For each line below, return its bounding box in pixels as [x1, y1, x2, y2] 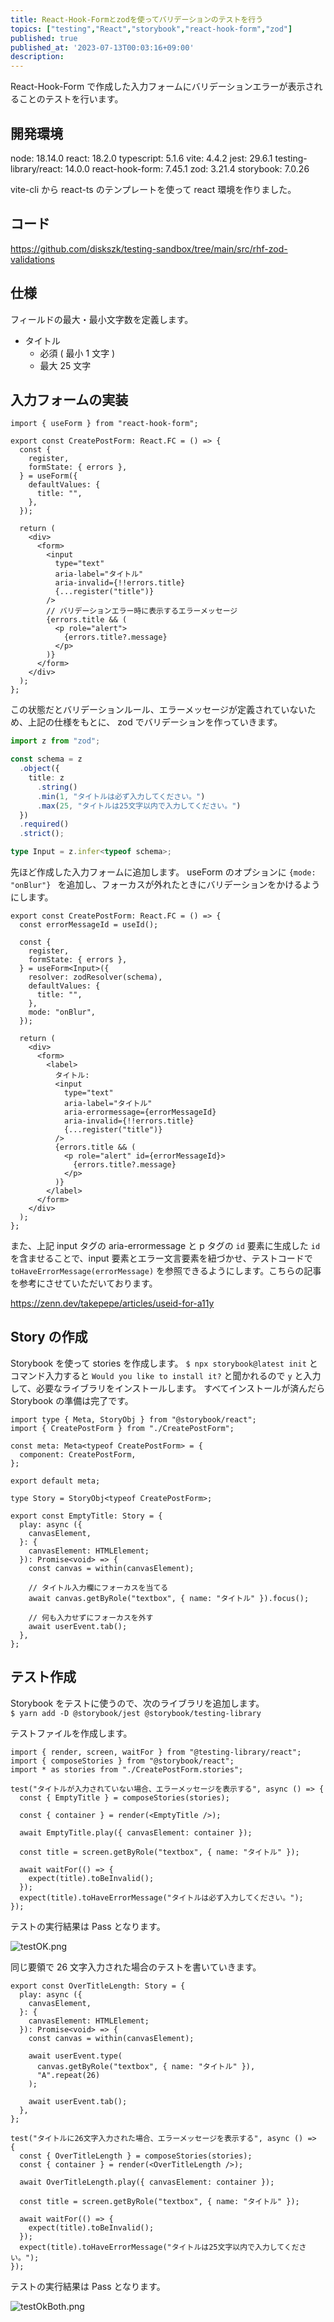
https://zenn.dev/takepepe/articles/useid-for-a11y [10, 1297, 215, 1309]
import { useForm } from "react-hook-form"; [10, 419, 199, 429]
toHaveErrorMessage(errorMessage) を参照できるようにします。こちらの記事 [10, 1265, 322, 1276]
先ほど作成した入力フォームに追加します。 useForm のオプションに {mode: [10, 866, 317, 878]
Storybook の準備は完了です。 [10, 1394, 134, 1406]
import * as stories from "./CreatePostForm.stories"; [10, 1764, 244, 1775]
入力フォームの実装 [10, 391, 129, 408]
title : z [28, 773, 65, 783]
